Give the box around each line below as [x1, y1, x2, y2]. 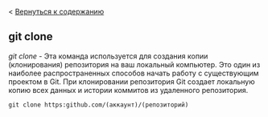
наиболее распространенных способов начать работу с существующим [8, 68, 259, 78]
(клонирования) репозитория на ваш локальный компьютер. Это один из [8, 59, 261, 69]
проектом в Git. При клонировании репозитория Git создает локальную [8, 76, 255, 87]
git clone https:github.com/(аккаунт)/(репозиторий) [8, 100, 189, 109]
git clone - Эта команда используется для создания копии [8, 51, 208, 61]
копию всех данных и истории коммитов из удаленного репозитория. [8, 85, 249, 95]
